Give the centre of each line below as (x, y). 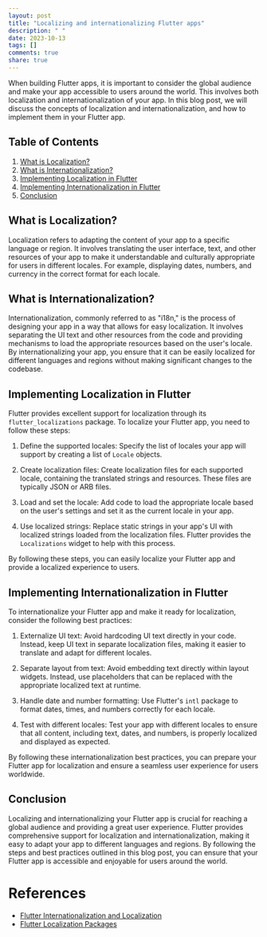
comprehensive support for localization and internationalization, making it (129, 835)
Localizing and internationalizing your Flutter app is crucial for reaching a (128, 818)
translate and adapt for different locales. (86, 652)
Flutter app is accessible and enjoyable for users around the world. (118, 861)
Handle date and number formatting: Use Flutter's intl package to (129, 700)
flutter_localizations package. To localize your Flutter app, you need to (129, 422)
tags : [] (23, 46)
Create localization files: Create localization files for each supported (131, 470)
